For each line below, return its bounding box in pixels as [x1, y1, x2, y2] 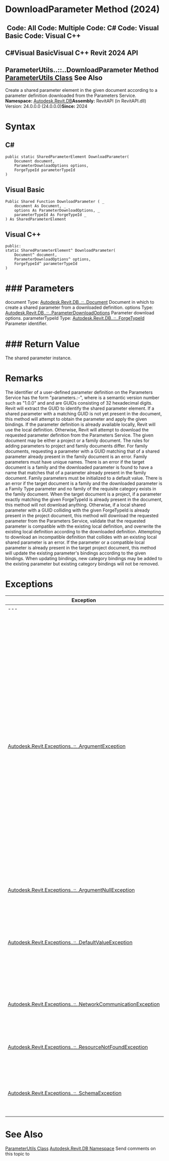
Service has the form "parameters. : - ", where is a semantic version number [5, 395, 159, 401]
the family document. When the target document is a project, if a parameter [5, 491, 162, 497]
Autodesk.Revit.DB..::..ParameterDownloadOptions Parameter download [5, 310, 154, 316]
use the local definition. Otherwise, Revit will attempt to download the [5, 427, 149, 433]
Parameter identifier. [5, 320, 48, 326]
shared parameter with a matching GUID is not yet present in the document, [5, 411, 162, 417]
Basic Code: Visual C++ [5, 31, 81, 40]
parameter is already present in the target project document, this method [5, 545, 156, 551]
